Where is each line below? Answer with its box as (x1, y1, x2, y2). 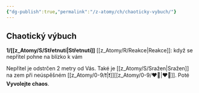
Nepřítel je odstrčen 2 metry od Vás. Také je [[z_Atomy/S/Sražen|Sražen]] (6, 65, 189, 72)
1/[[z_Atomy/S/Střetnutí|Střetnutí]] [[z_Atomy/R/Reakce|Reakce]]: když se (6, 47, 193, 54)
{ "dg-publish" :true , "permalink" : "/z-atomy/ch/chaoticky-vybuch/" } (6, 8, 177, 15)
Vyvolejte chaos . (6, 80, 49, 88)
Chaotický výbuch (6, 31, 77, 41)
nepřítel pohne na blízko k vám (6, 53, 83, 61)
